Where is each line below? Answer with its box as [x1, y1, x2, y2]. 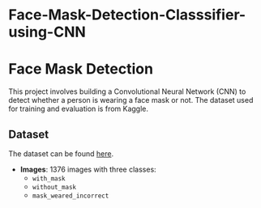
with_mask [32, 174, 66, 183]
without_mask [32, 183, 77, 191]
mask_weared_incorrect [32, 192, 109, 200]
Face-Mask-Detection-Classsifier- [8, 6, 246, 24]
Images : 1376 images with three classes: [19, 164, 156, 174]
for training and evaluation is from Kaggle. [8, 104, 148, 114]
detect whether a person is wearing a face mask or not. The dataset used [8, 96, 254, 105]
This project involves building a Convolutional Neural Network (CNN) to [8, 87, 246, 96]
